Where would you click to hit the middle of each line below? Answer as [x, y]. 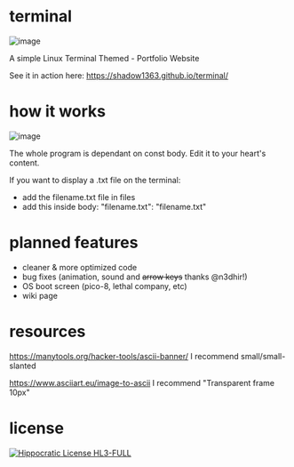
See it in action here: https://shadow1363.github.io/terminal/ [119, 75]
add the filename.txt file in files [79, 197]
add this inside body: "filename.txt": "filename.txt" [114, 206]
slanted [23, 366]
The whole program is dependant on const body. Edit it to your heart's [138, 153]
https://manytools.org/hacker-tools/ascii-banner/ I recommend [124, 356]
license [37, 428]
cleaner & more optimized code [79, 267]
